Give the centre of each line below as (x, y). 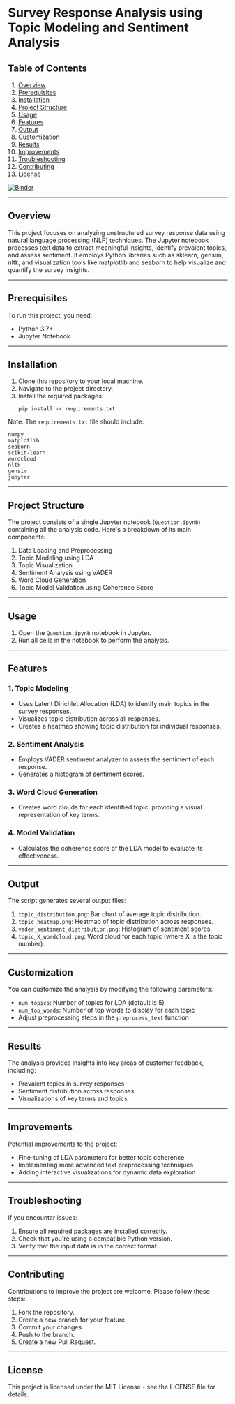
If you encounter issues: (43, 1217)
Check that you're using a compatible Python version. (95, 1238)
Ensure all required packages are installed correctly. (93, 1231)
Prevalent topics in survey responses (71, 1084)
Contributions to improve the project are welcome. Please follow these (109, 1291)
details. (18, 1394)
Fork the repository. (46, 1312)
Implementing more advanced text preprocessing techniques (106, 1165)
